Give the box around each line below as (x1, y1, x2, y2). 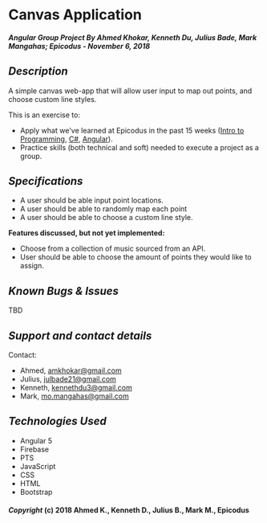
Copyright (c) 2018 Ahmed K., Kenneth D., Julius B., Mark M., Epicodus (8, 505, 250, 515)
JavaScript (19, 461, 56, 471)
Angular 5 (19, 435, 53, 445)
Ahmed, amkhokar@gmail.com (19, 366, 122, 375)
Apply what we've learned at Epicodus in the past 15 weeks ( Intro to (19, 125, 245, 135)
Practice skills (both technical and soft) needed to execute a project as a (19, 142, 259, 152)
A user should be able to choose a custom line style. (19, 213, 194, 223)
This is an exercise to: (8, 110, 80, 120)
